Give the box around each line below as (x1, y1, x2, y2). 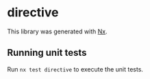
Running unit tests (7, 47, 87, 59)
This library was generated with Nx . (7, 27, 108, 35)
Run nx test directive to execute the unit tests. (7, 65, 144, 73)
